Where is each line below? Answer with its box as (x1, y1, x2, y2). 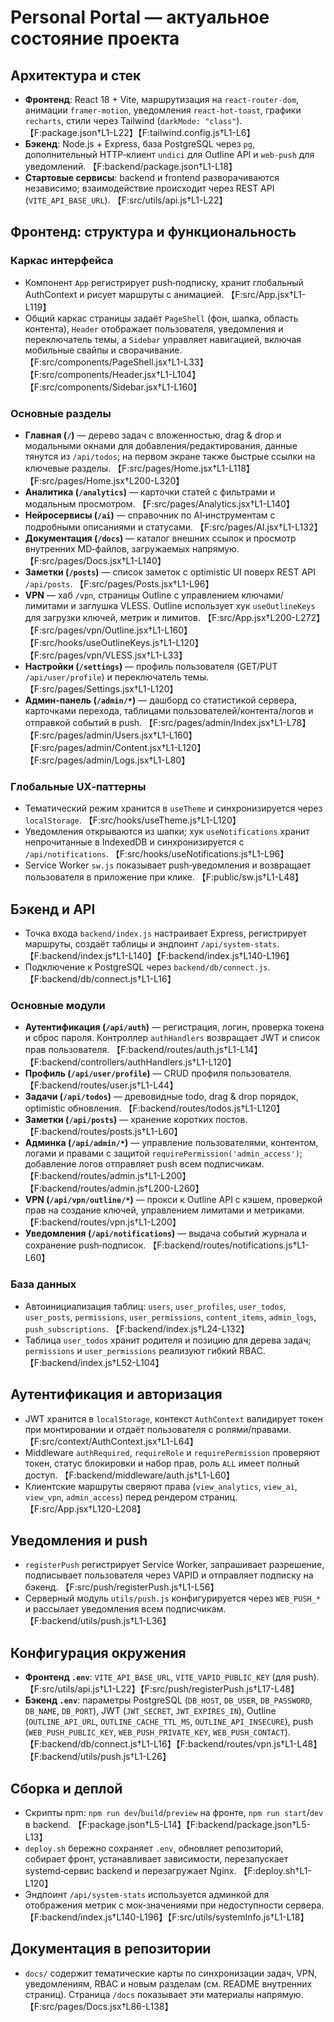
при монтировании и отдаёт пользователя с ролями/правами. (24, 1423, 292, 1435)
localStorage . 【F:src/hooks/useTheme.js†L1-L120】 (24, 814, 242, 826)
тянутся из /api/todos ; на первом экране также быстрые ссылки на (24, 450, 316, 462)
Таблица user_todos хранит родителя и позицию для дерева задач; (24, 1334, 312, 1346)
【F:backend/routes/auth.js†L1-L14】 (111, 1044, 263, 1056)
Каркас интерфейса (10, 254, 114, 268)
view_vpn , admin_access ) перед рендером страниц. (24, 1491, 238, 1503)
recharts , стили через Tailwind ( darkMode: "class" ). (24, 115, 243, 126)
